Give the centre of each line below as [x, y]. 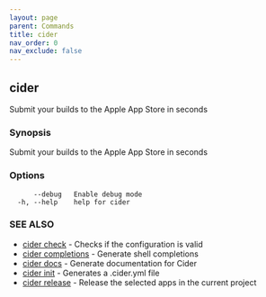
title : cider [34, 34]
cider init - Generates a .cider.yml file [91, 273]
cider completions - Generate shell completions [111, 254]
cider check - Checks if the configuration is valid [113, 244]
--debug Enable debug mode [88, 194]
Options [27, 175]
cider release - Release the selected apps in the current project [139, 282]
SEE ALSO [32, 224]
